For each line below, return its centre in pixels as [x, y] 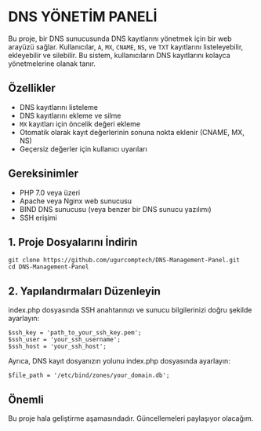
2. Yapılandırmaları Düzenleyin [84, 291]
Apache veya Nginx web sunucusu [75, 201]
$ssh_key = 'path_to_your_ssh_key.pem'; [75, 333]
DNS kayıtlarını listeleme [58, 107]
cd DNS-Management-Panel [49, 267]
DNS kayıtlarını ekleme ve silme [70, 115]
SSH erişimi [38, 217]
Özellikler [32, 88]
